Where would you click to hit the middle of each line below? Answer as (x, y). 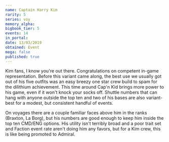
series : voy (18, 19)
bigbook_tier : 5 (22, 29)
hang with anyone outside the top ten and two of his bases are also (75, 98)
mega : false (18, 52)
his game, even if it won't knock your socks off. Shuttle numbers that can (81, 92)
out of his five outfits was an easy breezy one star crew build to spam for (81, 82)
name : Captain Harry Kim (31, 10)
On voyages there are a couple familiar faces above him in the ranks (76, 113)
